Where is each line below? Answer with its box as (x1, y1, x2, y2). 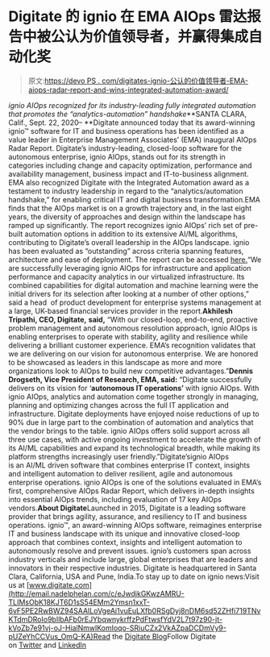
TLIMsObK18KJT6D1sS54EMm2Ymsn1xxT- (8, 597, 151, 607)
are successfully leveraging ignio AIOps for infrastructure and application (8, 263, 251, 272)
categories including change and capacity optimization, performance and (8, 160, 252, 170)
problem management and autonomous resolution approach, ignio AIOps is (8, 323, 258, 333)
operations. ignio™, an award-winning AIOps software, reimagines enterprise (8, 520, 262, 530)
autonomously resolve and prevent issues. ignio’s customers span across (8, 546, 251, 555)
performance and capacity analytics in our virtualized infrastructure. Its (8, 272, 245, 281)
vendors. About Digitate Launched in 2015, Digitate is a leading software (8, 503, 246, 513)
